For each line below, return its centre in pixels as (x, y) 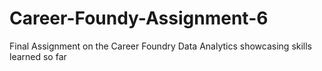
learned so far (38, 56)
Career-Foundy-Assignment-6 (139, 18)
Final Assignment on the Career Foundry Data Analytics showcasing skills (161, 46)
